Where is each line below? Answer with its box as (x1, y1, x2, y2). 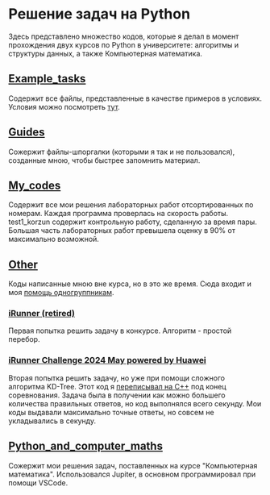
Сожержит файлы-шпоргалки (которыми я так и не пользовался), (8, 147, 235, 156)
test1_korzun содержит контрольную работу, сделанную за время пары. (8, 217, 258, 227)
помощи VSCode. (8, 477, 69, 488)
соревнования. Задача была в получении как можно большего (8, 390, 226, 400)
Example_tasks (8, 72, 86, 85)
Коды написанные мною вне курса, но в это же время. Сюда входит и (8, 279, 251, 289)
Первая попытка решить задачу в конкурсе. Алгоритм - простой (8, 326, 232, 335)
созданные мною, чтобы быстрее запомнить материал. (8, 155, 201, 165)
